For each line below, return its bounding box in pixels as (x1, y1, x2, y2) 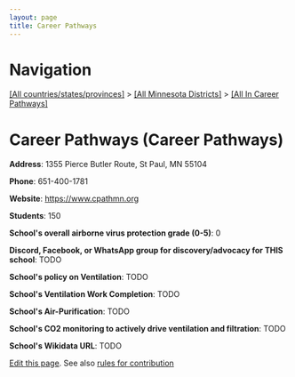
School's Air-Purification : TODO (9, 306, 131, 317)
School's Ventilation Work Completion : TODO (9, 289, 180, 300)
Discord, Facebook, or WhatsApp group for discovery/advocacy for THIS (9, 245, 283, 256)
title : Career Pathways (9, 21, 98, 30)
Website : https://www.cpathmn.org (9, 193, 140, 205)
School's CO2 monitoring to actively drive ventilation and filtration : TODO (9, 324, 286, 334)
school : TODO (9, 254, 62, 265)
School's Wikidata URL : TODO (9, 341, 123, 351)
